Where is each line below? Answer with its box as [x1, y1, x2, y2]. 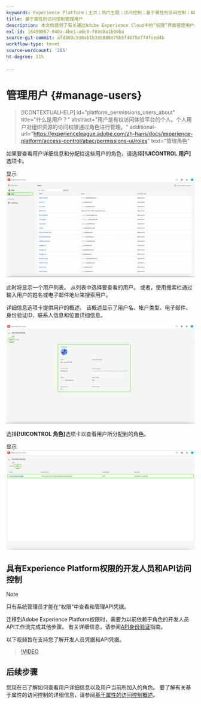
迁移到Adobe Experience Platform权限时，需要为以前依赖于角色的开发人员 [6, 616, 190, 623]
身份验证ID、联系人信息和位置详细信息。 [6, 311, 106, 318]
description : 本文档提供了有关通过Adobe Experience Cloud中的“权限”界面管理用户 [6, 22, 194, 28]
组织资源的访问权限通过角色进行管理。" [31, 123, 129, 130]
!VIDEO [20, 648, 39, 655]
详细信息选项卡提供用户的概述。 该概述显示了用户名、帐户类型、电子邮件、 [6, 304, 191, 311]
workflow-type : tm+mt [6, 41, 60, 47]
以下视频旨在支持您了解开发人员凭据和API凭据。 [6, 636, 125, 643]
